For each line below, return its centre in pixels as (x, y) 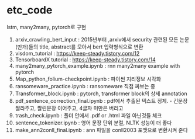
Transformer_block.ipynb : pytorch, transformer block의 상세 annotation (101, 93)
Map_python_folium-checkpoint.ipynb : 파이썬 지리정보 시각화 (88, 79)
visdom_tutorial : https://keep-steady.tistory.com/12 (77, 53)
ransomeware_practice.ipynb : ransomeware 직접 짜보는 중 (85, 86)
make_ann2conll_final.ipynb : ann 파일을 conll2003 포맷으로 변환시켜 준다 (101, 130)
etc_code (30, 10)
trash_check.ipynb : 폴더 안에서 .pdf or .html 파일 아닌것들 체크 (88, 115)
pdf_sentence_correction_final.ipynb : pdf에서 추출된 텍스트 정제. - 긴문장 (101, 100)
